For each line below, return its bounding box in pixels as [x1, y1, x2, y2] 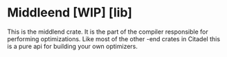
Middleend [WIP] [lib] [7, 5, 133, 21]
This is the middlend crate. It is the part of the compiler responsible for [7, 27, 209, 36]
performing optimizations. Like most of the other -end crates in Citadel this [7, 34, 220, 43]
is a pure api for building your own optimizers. [7, 42, 138, 50]
